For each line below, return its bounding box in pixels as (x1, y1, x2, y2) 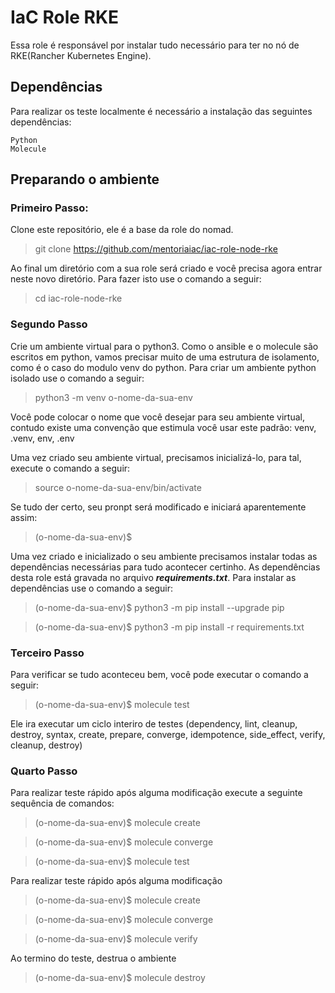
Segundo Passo (10, 317, 88, 331)
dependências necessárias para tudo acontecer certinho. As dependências (10, 561, 321, 573)
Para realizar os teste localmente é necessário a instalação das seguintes (10, 105, 313, 117)
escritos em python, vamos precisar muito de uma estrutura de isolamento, (10, 351, 320, 363)
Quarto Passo (10, 764, 78, 778)
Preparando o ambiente (10, 171, 160, 188)
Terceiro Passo (10, 646, 85, 660)
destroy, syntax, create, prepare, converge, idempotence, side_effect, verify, (10, 729, 326, 741)
